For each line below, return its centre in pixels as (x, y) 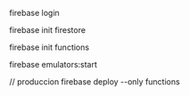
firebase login (34, 13)
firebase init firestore (48, 30)
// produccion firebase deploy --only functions (94, 82)
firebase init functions (49, 47)
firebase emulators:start (53, 64)
